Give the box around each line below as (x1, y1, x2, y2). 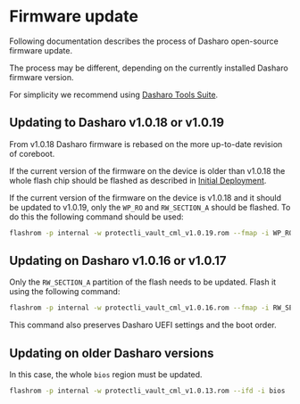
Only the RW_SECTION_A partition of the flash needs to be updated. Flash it (9, 276, 277, 287)
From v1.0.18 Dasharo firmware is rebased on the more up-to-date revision (9, 138, 283, 149)
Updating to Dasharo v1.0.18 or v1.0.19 (9, 115, 225, 130)
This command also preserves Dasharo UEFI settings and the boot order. (9, 319, 277, 331)
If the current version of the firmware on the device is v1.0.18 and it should (9, 192, 282, 202)
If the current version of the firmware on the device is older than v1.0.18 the (9, 165, 286, 176)
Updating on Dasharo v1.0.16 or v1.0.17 (9, 253, 227, 268)
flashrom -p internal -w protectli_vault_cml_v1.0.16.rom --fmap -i (9, 303, 270, 313)
